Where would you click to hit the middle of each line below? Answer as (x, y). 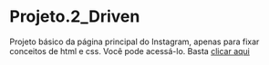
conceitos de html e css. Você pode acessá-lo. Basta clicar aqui (130, 51)
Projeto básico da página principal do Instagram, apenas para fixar (134, 42)
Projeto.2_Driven (75, 17)
